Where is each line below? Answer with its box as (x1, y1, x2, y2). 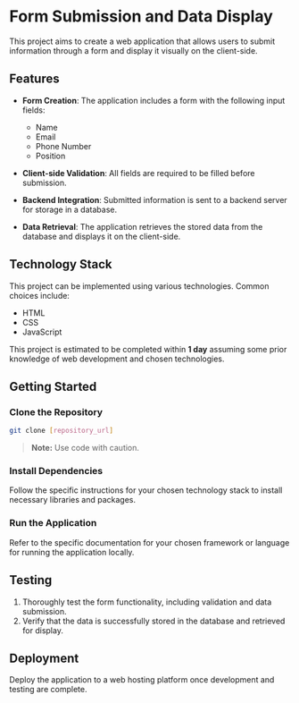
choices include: (9, 290, 70, 301)
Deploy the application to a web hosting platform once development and (9, 674, 275, 685)
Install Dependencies (9, 465, 104, 478)
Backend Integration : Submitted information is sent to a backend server (21, 194, 287, 205)
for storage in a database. (21, 204, 118, 215)
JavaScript (21, 326, 62, 337)
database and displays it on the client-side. (21, 231, 181, 241)
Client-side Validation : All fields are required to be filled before (21, 167, 255, 178)
